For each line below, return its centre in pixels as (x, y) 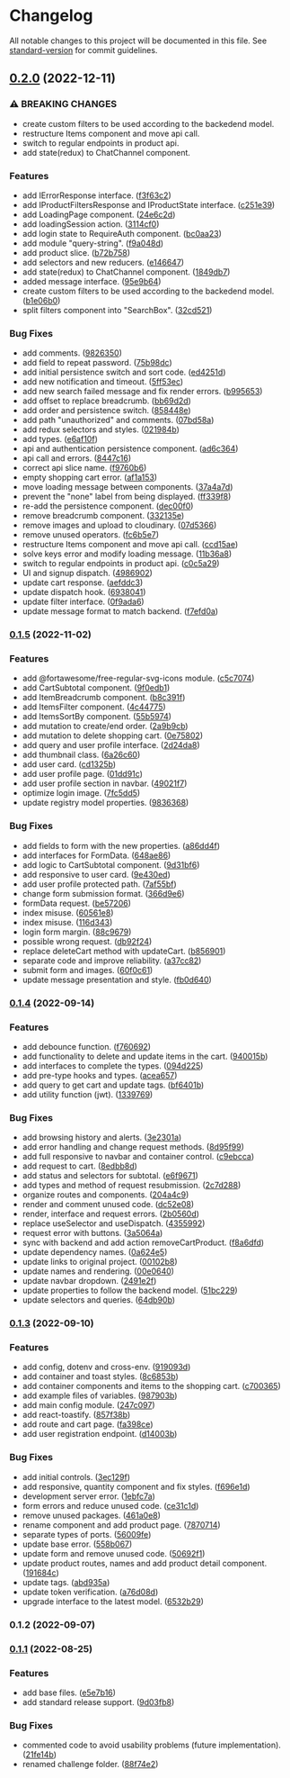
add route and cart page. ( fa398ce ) (88, 1424)
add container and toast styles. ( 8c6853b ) (101, 1376)
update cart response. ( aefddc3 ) (83, 582)
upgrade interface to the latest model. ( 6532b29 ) (113, 1601)
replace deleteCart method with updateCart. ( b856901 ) (124, 951)
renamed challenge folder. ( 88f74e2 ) (90, 1764)
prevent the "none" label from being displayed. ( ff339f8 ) (127, 497)
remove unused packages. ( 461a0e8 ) (92, 1515)
